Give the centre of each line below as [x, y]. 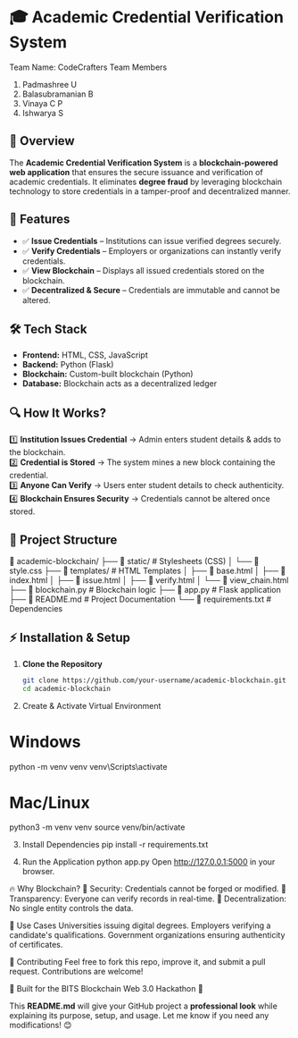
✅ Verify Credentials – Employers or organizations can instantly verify [152, 250]
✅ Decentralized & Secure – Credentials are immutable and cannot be [151, 290]
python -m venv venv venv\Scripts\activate [88, 766]
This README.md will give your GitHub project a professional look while [144, 1006]
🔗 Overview [42, 141]
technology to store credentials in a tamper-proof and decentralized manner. [150, 191]
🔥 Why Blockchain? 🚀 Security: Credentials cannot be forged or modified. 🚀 [148, 889]
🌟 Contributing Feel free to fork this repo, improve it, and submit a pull [137, 962]
